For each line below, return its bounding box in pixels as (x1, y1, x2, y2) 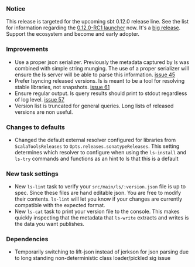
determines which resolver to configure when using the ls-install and (14, 148, 186, 156)
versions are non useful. (14, 108, 73, 116)
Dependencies (6, 235, 49, 244)
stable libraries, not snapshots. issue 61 (14, 83, 110, 90)
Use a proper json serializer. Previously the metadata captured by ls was (14, 58, 189, 66)
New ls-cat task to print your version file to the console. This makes (14, 208, 180, 215)
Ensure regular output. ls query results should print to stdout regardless (14, 90, 187, 97)
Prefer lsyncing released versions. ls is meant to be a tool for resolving (14, 77, 185, 84)
